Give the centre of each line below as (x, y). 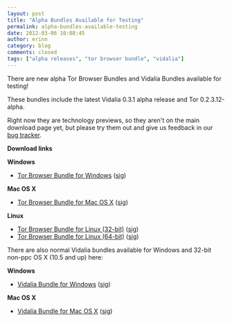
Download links (30, 148)
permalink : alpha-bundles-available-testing (72, 26)
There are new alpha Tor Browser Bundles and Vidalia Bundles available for (114, 78)
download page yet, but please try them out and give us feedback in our (110, 127)
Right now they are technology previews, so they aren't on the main (104, 120)
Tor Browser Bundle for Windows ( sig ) (72, 175)
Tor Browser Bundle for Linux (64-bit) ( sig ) (78, 236)
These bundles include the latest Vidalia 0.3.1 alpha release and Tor (103, 99)
